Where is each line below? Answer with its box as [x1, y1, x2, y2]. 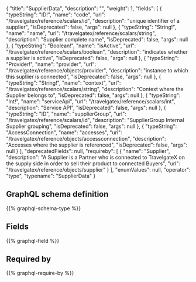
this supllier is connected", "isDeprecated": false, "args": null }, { [6, 73, 161, 80]
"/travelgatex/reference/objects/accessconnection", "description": [6, 135, 166, 142]
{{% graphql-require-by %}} [6, 270, 74, 277]
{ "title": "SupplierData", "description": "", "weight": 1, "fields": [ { [6, 5, 162, 12]
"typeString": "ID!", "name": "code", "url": [6, 11, 106, 18]
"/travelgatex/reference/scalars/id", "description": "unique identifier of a [6, 18, 180, 24]
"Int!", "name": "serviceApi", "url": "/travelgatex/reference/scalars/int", [6, 98, 176, 105]
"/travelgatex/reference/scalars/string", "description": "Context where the [6, 86, 184, 92]
